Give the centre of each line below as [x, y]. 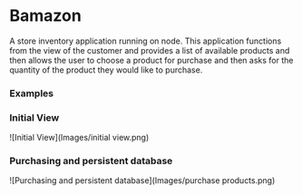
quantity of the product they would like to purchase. [106, 70]
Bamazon [45, 16]
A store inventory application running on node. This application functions [146, 41]
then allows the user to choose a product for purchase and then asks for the [151, 60]
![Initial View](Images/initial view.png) [79, 138]
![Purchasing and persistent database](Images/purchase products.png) [142, 180]
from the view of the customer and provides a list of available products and [150, 50]
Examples [32, 93]
